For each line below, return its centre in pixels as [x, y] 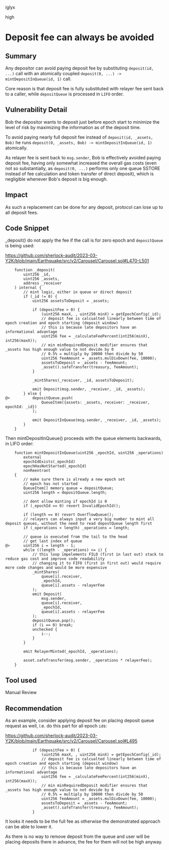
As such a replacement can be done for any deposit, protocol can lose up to [84, 207]
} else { [33, 394]
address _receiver [43, 284]
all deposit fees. [22, 212]
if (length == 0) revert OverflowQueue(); [69, 515]
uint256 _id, [37, 274]
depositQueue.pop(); [54, 621]
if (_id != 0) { [40, 297]
